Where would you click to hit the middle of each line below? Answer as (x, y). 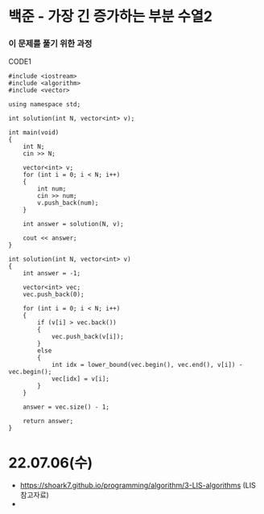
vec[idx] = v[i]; (80, 379)
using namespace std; (45, 105)
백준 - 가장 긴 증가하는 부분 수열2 (111, 16)
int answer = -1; (52, 273)
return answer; (48, 421)
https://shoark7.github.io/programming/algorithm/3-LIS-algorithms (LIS (138, 485)
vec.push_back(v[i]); (88, 337)
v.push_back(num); (68, 203)
